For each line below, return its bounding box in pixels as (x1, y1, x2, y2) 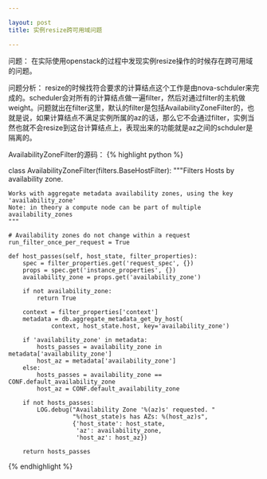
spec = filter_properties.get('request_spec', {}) (22, 259, 194, 267)
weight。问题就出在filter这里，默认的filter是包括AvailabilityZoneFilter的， (8, 103, 248, 112)
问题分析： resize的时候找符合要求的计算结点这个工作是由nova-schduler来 (8, 83, 253, 92)
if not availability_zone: (22, 287, 112, 295)
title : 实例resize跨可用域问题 (8, 26, 103, 34)
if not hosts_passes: (22, 399, 94, 406)
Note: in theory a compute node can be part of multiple (8, 203, 202, 211)
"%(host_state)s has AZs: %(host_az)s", (72, 412, 209, 421)
